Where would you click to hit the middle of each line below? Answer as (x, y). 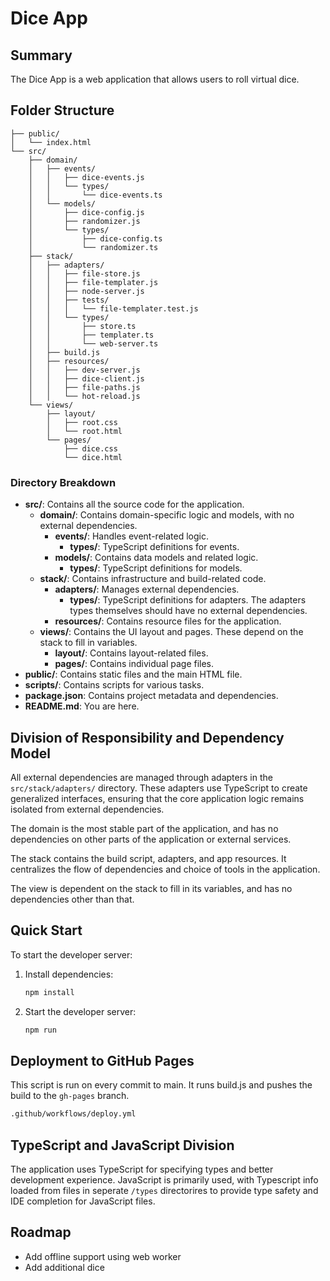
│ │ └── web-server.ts (93, 343)
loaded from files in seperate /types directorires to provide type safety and (164, 1190)
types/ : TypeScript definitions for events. (154, 547)
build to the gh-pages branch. (70, 1096)
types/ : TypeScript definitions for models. (156, 568)
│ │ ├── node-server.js (86, 291)
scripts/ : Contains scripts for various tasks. (114, 685)
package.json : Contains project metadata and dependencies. (151, 696)
